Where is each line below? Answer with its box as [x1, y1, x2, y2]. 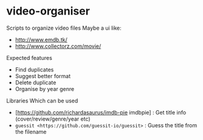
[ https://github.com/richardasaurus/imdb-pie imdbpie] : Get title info [15, 108, 187, 116]
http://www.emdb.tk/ [15, 36, 68, 43]
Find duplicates [15, 65, 54, 73]
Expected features [6, 54, 53, 61]
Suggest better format [15, 72, 71, 79]
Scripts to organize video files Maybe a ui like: [6, 24, 122, 32]
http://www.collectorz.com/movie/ [15, 42, 101, 50]
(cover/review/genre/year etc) [15, 115, 91, 122]
